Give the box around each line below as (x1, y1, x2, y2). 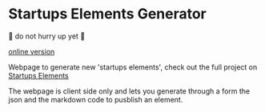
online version (8, 46, 55, 56)
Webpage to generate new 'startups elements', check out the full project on (8, 62, 258, 72)
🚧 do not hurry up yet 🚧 (8, 31, 86, 41)
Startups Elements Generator (8, 5, 207, 23)
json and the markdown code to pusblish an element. (8, 94, 183, 104)
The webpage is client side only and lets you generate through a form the (8, 86, 251, 96)
